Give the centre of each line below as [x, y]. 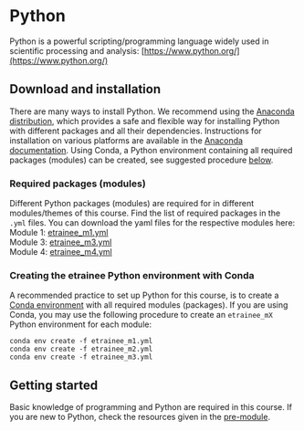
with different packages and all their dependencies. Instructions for [136, 131]
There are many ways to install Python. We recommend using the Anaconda [152, 111]
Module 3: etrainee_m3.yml [61, 242]
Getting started [54, 385]
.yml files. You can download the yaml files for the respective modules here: [152, 223]
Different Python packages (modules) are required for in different [132, 204]
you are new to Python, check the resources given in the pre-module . [140, 417]
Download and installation [85, 89]
